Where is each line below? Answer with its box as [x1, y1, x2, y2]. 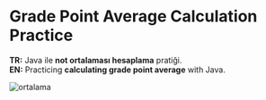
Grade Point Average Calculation [9, 6, 258, 27]
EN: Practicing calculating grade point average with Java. [9, 64, 226, 75]
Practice [9, 25, 74, 46]
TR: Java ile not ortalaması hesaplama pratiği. [9, 54, 182, 65]
